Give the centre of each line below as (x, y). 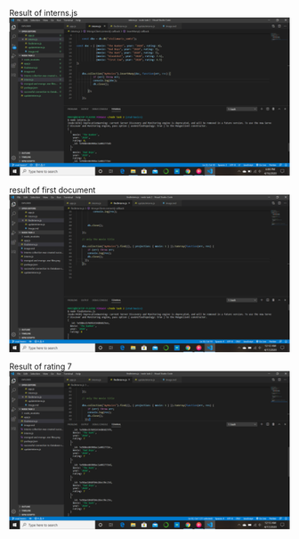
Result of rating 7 (41, 366)
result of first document (53, 190)
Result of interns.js (44, 13)
